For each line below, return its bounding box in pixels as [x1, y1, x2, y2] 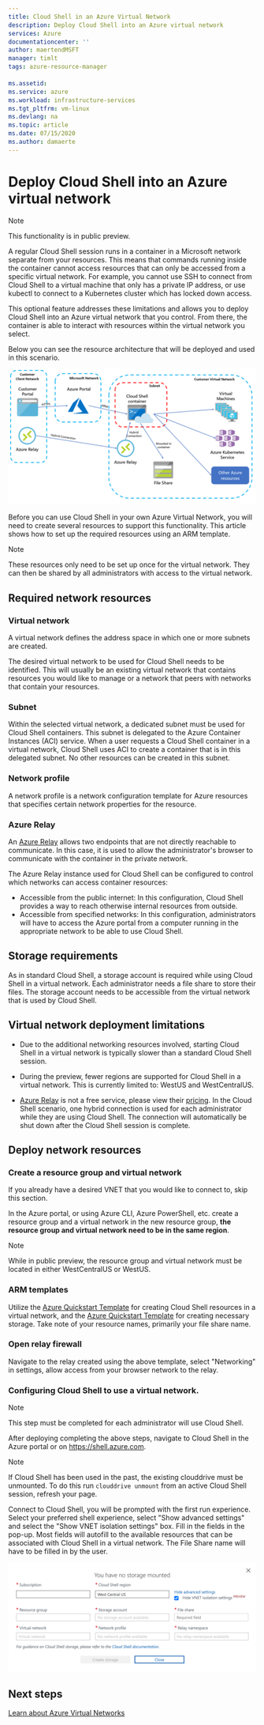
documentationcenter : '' [8, 38, 90, 46]
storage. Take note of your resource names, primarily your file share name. [8, 1319, 251, 1328]
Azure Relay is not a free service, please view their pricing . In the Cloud [19, 1095, 252, 1104]
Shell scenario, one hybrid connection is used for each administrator [19, 1104, 242, 1113]
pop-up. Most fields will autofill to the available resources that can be [8, 1530, 233, 1539]
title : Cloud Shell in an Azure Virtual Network [8, 13, 171, 21]
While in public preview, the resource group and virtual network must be [8, 1256, 243, 1266]
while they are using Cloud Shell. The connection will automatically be [19, 1112, 247, 1122]
